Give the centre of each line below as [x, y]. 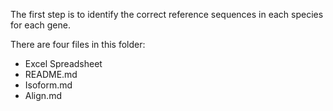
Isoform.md [48, 85]
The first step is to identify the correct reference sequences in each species [167, 14]
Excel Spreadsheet [63, 63]
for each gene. [40, 25]
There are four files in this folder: [78, 44]
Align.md [43, 95]
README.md [51, 74]
